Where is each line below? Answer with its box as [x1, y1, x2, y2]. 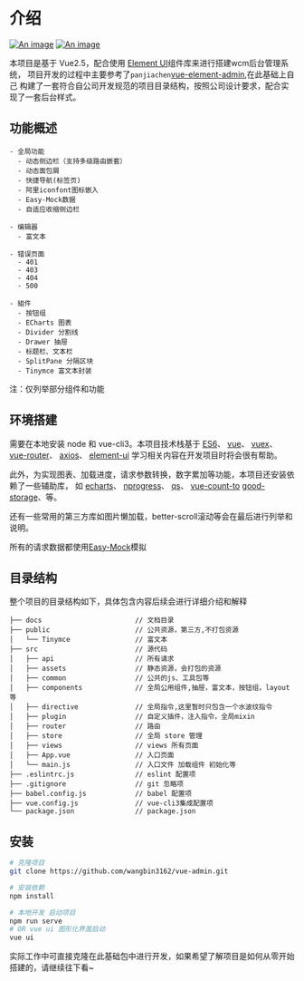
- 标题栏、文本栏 [17, 346, 73, 356]
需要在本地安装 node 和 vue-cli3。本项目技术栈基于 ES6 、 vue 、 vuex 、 [9, 438, 278, 449]
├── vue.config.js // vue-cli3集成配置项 [9, 799, 214, 808]
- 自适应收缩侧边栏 [17, 205, 80, 214]
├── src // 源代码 [9, 645, 168, 654]
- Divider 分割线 [17, 327, 79, 336]
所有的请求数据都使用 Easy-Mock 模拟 [9, 541, 147, 552]
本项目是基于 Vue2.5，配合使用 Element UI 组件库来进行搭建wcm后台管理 [9, 57, 281, 68]
